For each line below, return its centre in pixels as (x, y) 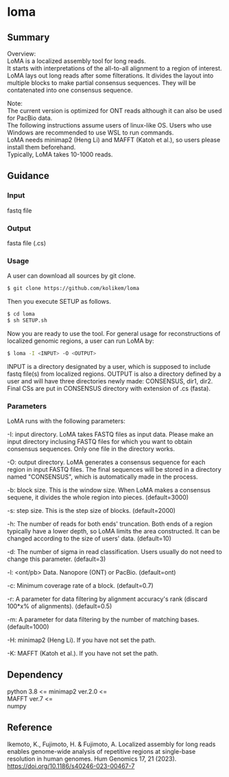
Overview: (22, 53)
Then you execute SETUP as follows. (59, 302)
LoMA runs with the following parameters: (66, 421)
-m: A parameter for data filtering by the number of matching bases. (103, 620)
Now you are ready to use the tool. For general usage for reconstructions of (114, 333)
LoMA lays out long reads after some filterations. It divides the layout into (110, 75)
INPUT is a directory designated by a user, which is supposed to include (109, 366)
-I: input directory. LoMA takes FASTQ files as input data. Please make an (110, 434)
